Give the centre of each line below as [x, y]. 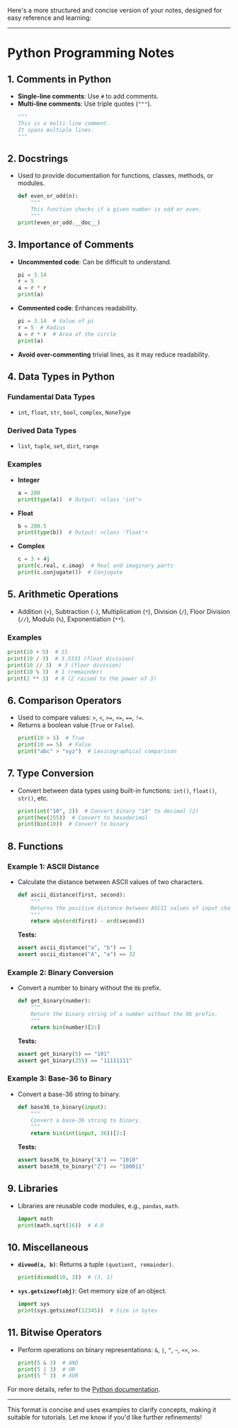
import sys [34, 1304]
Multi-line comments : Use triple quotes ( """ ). [85, 104]
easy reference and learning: [50, 18]
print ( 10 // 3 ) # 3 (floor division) [64, 665]
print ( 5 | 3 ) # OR [46, 1369]
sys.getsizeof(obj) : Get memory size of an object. [92, 1291]
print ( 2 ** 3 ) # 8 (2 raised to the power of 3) [82, 679]
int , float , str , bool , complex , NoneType [74, 412]
